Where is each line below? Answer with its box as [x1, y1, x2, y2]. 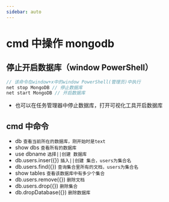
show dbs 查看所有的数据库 [14, 144, 77, 151]
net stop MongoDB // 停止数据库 [6, 84, 83, 90]
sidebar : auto [6, 8, 42, 15]
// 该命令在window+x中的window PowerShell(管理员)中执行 [6, 79, 141, 85]
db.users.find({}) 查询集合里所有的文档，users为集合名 [14, 163, 139, 171]
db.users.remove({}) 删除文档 [14, 176, 85, 183]
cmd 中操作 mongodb [6, 37, 115, 50]
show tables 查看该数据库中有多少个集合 [14, 169, 105, 177]
